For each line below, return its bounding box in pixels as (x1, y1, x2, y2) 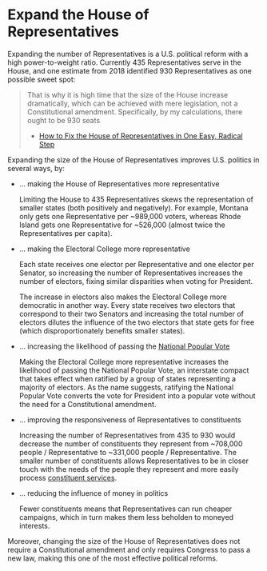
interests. (18, 521, 50, 530)
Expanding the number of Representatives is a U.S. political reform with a (7, 49, 249, 58)
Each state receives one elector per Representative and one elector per (18, 259, 254, 269)
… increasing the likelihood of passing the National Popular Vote (18, 341, 230, 351)
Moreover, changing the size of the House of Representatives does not (7, 536, 241, 545)
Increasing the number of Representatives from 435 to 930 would (18, 430, 236, 440)
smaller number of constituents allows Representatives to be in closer (18, 456, 249, 465)
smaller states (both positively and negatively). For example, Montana (18, 202, 249, 213)
